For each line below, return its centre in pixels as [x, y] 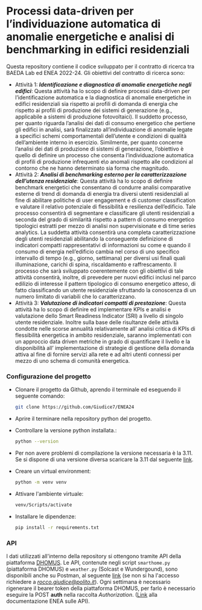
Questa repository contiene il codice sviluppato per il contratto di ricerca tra [100, 66]
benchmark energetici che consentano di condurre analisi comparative [103, 187]
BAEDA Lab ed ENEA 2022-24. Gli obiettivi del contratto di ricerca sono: [96, 73]
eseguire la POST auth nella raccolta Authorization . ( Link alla [82, 594]
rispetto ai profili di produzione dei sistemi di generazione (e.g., [93, 110]
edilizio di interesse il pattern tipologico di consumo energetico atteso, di [105, 284]
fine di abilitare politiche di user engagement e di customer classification [105, 200]
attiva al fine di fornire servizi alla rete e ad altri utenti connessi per [98, 354]
